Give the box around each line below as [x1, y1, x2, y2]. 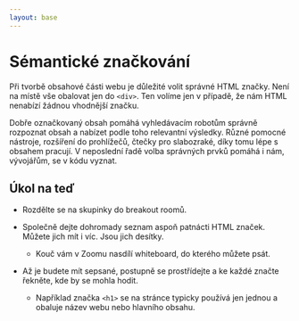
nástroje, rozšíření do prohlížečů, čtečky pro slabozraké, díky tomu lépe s [9, 136, 278, 147]
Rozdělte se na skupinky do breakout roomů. [21, 204, 187, 215]
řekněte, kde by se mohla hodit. [21, 276, 138, 286]
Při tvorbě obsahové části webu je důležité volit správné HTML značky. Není [9, 81, 290, 92]
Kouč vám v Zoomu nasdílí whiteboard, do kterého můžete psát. [35, 249, 270, 259]
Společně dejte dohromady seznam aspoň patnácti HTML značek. [21, 222, 266, 233]
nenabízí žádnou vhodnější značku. [9, 100, 140, 111]
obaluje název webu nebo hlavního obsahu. [35, 302, 195, 313]
